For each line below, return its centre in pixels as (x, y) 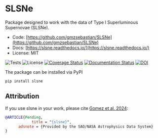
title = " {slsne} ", (51, 122)
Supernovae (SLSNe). (27, 27)
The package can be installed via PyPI (44, 72)
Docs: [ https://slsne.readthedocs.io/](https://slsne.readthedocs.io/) (81, 47)
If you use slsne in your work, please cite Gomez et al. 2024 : (67, 108)
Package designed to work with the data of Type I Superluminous (72, 22)
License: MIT (25, 53)
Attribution (22, 96)
